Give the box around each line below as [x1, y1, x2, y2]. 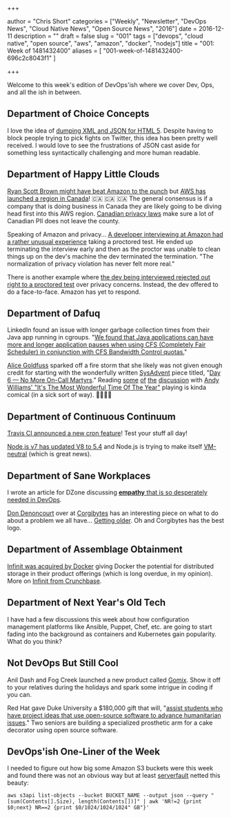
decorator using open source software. [7, 725, 119, 734]
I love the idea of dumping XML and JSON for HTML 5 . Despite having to [7, 126, 214, 135]
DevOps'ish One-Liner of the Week [7, 745, 161, 757]
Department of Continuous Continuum [7, 411, 176, 422]
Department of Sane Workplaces [7, 470, 151, 481]
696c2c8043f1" [7, 54, 52, 62]
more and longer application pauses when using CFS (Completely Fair [7, 340, 206, 349]
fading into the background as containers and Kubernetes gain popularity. [7, 630, 217, 638]
